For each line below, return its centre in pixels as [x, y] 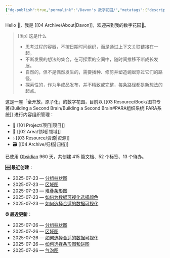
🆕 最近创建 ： [19, 167]
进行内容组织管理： [34, 114]
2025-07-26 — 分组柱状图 [40, 225]
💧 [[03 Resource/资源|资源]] [41, 138]
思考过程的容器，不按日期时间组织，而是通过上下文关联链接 [87, 47]
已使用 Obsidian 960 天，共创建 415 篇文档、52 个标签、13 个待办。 [76, 156]
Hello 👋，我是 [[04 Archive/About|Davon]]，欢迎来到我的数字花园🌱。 [77, 25]
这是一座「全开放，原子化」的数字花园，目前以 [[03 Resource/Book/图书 [81, 101]
